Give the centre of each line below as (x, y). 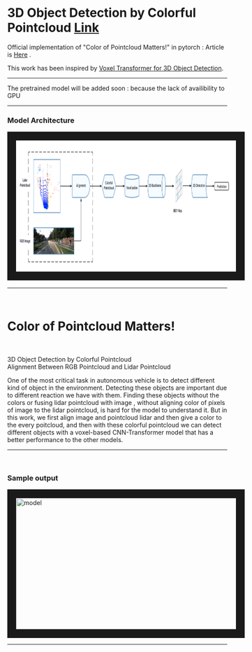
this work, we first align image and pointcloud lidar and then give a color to (114, 418)
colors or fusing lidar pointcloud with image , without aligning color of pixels (116, 403)
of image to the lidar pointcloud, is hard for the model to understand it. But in (117, 410)
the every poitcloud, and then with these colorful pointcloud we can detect (114, 425)
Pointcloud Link (53, 28)
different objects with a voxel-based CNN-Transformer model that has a (111, 432)
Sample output (33, 479)
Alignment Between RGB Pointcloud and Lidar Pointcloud (89, 367)
